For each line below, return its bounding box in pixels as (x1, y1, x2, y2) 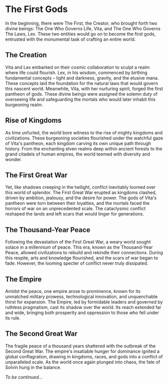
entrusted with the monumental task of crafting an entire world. (5, 36, 136, 42)
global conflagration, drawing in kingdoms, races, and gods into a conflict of (5, 353, 163, 359)
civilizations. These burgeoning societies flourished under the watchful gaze (5, 135, 163, 141)
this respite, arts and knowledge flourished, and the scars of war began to (5, 255, 158, 261)
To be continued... (5, 374, 43, 380)
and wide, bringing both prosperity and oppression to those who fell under (5, 310, 159, 316)
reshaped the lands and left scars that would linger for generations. (5, 211, 144, 217)
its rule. (5, 315, 21, 321)
